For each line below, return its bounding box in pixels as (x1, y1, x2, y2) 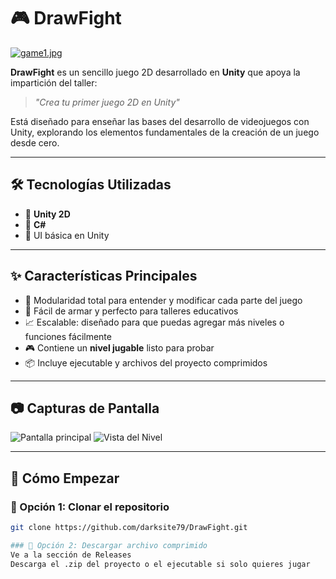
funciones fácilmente (24, 330, 112, 342)
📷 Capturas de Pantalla (10, 400, 160, 417)
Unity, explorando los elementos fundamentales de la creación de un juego (10, 126, 320, 138)
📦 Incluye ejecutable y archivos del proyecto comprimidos (24, 356, 268, 369)
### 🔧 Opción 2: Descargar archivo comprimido (10, 540, 208, 550)
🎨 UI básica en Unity (24, 229, 110, 241)
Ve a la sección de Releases (10, 550, 132, 560)
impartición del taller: (10, 76, 98, 89)
